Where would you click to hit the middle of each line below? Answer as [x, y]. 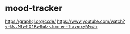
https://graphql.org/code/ [31, 21]
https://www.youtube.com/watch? [91, 21]
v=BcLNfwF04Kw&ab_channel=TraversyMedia [51, 26]
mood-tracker [34, 8]
